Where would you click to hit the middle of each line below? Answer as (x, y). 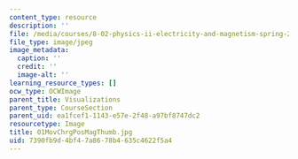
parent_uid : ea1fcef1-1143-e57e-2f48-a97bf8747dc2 (105, 116)
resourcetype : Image (47, 125)
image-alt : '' (43, 75)
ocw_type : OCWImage (45, 91)
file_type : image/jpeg (51, 42)
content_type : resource (53, 17)
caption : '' (39, 58)
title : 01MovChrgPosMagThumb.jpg (71, 132)
